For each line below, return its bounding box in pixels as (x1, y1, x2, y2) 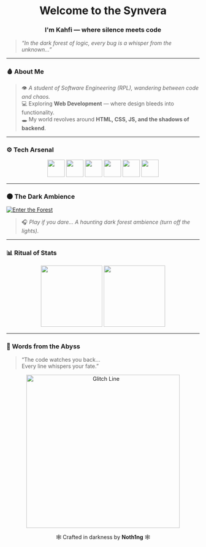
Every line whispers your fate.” (21, 362, 99, 370)
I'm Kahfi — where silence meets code (45, 26, 161, 34)
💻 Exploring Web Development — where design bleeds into (21, 99, 175, 107)
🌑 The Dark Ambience (6, 193, 75, 201)
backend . (21, 124, 46, 132)
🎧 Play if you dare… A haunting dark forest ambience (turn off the (21, 218, 191, 226)
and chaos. (21, 93, 50, 100)
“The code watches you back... (21, 356, 101, 363)
